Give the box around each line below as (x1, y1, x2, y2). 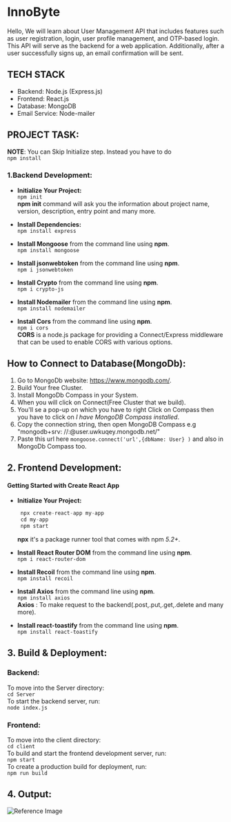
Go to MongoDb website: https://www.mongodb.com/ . (17, 376, 172, 384)
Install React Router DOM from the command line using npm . (17, 548, 192, 557)
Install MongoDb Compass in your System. (17, 391, 139, 399)
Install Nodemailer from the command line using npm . (17, 298, 172, 306)
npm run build (7, 770, 48, 777)
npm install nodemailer (17, 305, 86, 312)
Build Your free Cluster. (17, 383, 83, 391)
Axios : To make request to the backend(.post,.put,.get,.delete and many (17, 600, 224, 608)
